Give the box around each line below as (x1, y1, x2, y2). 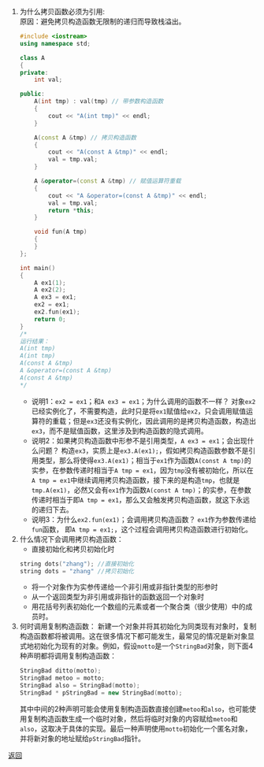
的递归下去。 (31, 505, 73, 514)
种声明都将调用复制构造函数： (19, 651, 117, 661)
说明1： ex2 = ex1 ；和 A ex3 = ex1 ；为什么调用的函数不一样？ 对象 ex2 (31, 396, 256, 406)
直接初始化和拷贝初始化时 (31, 544, 115, 554)
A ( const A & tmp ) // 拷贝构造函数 (34, 133, 136, 142)
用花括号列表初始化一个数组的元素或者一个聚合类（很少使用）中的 (31, 602, 246, 612)
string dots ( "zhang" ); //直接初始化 (19, 560, 135, 568)
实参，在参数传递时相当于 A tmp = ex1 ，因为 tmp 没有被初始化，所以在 (31, 465, 254, 475)
